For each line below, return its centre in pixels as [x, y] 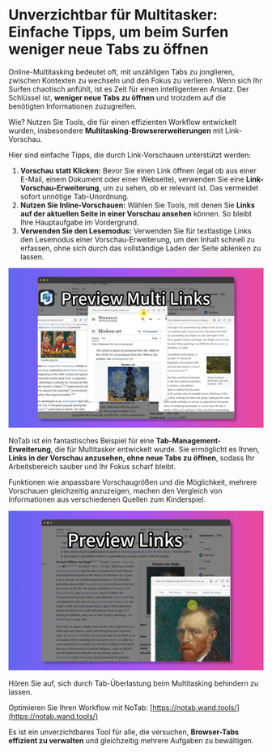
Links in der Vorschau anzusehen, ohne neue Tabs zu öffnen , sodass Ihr [132, 458]
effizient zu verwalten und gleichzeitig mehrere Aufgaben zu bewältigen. [131, 740]
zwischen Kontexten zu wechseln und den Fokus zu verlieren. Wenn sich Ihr [135, 80]
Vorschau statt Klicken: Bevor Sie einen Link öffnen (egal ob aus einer [138, 170]
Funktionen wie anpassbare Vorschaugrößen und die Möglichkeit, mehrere [133, 482]
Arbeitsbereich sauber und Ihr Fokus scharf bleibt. [92, 466]
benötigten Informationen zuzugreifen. [73, 106]
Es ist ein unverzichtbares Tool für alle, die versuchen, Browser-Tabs [124, 732]
